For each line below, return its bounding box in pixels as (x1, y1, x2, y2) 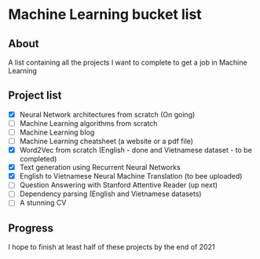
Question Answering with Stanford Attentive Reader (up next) (19, 180, 218, 190)
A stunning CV (19, 198, 67, 208)
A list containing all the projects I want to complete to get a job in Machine (8, 57, 247, 67)
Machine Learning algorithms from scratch (19, 118, 158, 128)
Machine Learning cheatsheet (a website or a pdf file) (19, 136, 194, 146)
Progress (8, 221, 53, 235)
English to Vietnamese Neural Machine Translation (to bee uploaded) (19, 172, 243, 181)
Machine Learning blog (19, 128, 95, 137)
